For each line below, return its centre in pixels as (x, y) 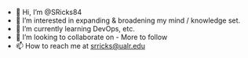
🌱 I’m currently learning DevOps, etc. (75, 29)
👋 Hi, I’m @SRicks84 (49, 12)
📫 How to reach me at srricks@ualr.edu (80, 46)
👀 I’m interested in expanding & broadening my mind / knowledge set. (128, 20)
